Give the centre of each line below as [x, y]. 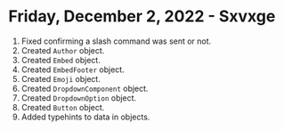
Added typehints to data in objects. [85, 117]
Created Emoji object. [61, 78]
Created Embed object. [61, 60]
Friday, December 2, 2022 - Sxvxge [142, 16]
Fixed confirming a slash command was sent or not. [116, 41]
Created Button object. [63, 107]
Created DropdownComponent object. [85, 88]
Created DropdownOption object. [79, 98]
